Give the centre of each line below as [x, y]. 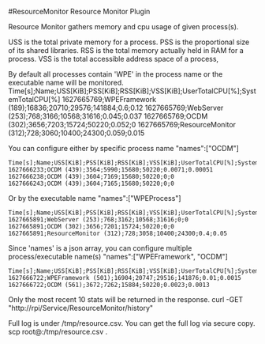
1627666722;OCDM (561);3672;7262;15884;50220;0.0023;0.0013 [109, 285]
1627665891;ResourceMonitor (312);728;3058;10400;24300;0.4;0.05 [118, 233]
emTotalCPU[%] [34, 99]
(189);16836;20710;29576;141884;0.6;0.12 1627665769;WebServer [116, 108]
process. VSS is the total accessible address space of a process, [114, 59]
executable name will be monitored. [66, 83]
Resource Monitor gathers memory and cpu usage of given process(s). [123, 26]
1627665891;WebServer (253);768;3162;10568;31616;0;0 [99, 220]
